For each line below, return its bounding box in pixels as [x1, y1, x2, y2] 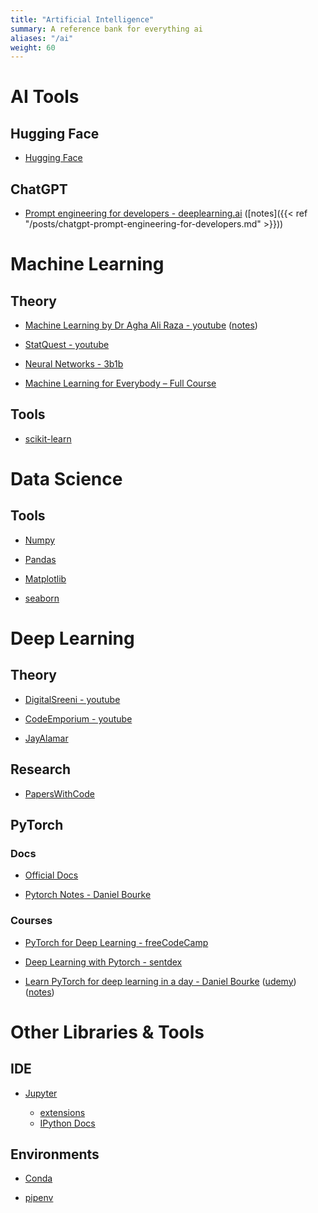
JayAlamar [24, 732, 69, 744]
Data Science [10, 468, 123, 491]
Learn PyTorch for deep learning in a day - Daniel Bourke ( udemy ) [24, 975, 297, 987]
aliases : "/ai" [10, 33, 74, 43]
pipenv [24, 1192, 54, 1204]
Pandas [24, 553, 57, 565]
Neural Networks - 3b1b [24, 358, 124, 370]
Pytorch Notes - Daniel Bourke [24, 889, 152, 901]
